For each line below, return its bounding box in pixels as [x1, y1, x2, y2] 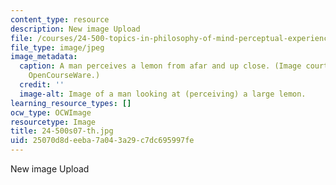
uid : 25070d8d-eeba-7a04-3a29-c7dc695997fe [10, 136, 195, 146]
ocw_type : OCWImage [10, 107, 92, 118]
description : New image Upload [10, 24, 141, 34]
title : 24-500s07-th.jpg [10, 126, 114, 136]
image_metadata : [10, 52, 78, 62]
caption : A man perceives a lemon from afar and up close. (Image [19, 61, 302, 71]
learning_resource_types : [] [10, 98, 132, 108]
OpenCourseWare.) [28, 71, 101, 81]
